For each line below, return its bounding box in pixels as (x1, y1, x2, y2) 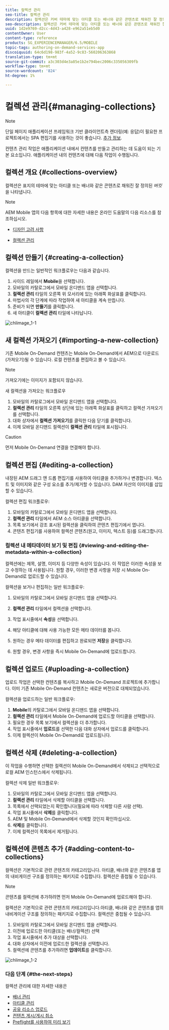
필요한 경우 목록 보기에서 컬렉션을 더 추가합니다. (12, 720, 107, 726)
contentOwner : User (5, 31, 46, 36)
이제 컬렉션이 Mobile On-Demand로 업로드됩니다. (12, 732, 112, 738)
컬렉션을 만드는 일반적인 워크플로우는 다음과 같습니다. (5, 267, 110, 273)
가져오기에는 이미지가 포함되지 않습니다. (5, 377, 83, 383)
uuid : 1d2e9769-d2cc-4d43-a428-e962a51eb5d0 (5, 26, 100, 31)
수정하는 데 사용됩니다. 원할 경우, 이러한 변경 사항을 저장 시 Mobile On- (10, 567, 150, 573)
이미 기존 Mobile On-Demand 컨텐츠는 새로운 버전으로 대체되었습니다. (12, 685, 151, 691)
